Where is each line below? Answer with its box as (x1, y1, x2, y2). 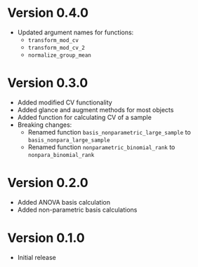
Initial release (17, 253, 56, 261)
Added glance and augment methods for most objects (17, 105, 174, 114)
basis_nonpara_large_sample (27, 137, 110, 144)
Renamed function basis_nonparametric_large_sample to (27, 128, 191, 136)
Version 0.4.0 (7, 5, 89, 21)
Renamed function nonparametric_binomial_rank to (27, 142, 176, 151)
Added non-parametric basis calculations (17, 205, 138, 214)
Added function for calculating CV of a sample (17, 113, 152, 121)
